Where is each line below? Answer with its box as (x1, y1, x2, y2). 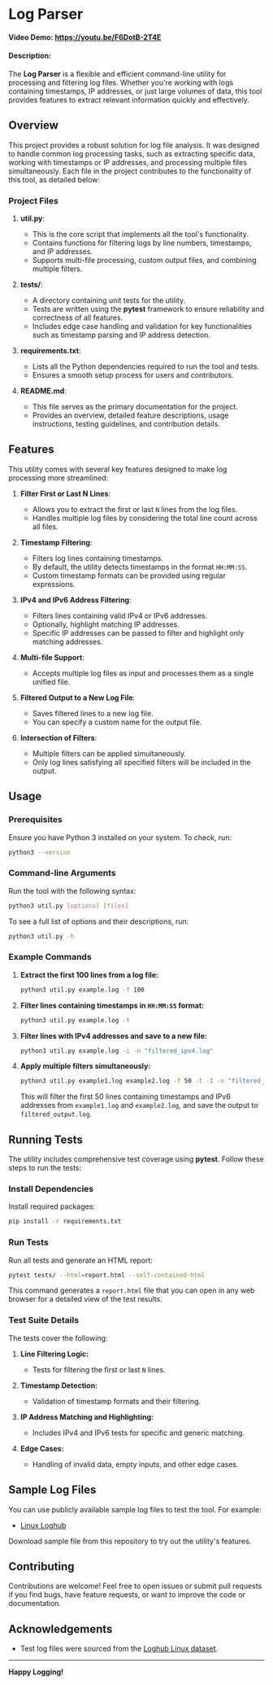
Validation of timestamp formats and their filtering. (32, 1396, 201, 1406)
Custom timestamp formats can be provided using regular (32, 571, 226, 580)
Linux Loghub (19, 1520, 67, 1530)
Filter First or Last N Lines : (19, 488, 111, 498)
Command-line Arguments (8, 868, 116, 879)
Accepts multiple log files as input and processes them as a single (32, 668, 254, 678)
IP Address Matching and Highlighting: (19, 1411, 154, 1421)
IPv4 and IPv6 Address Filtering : (19, 595, 132, 605)
